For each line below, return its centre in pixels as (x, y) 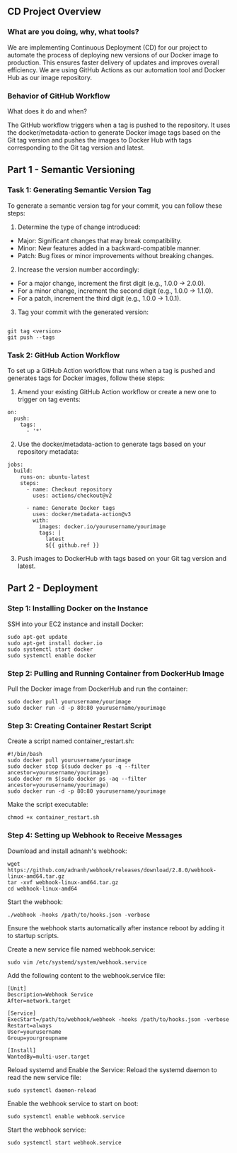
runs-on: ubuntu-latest (55, 477)
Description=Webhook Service (50, 995)
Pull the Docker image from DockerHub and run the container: (98, 689)
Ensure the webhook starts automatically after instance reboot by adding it (116, 928)
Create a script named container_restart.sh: (71, 741)
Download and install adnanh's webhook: (67, 851)
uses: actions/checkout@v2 (73, 496)
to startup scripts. (33, 935)
